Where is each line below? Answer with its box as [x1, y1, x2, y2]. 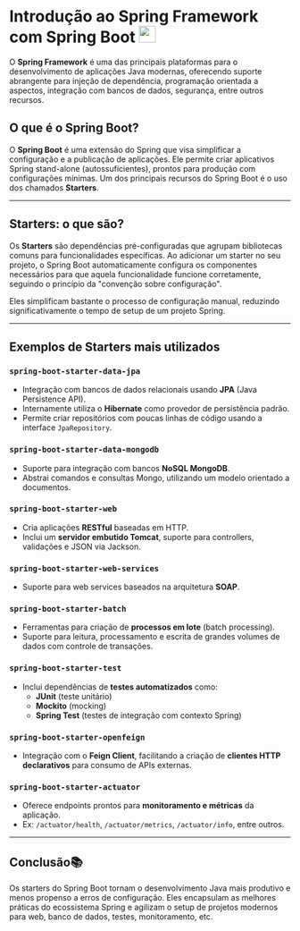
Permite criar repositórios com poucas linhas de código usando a [21, 413, 262, 424]
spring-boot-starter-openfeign [9, 732, 146, 742]
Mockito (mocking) [35, 700, 107, 711]
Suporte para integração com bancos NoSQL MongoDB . [21, 462, 230, 473]
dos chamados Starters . [9, 182, 100, 193]
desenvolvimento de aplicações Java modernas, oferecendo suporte [9, 65, 262, 77]
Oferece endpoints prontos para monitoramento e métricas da [21, 800, 254, 811]
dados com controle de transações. [21, 641, 154, 652]
